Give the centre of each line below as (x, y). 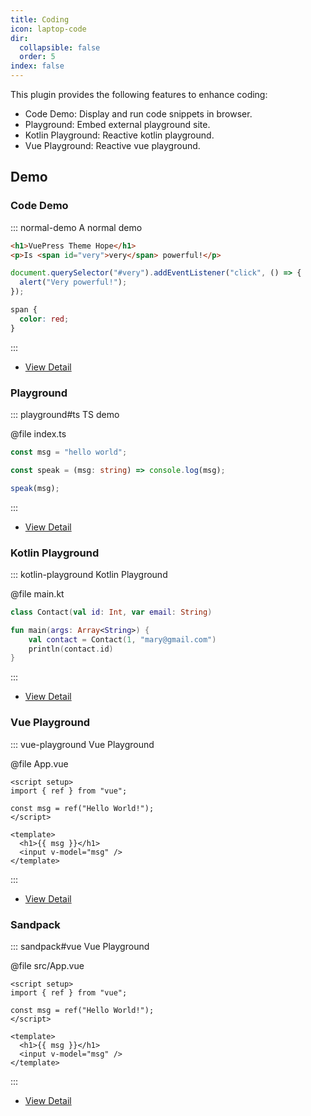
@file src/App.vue (47, 965)
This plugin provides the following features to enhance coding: (139, 94)
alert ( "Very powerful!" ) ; (73, 282)
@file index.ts (38, 433)
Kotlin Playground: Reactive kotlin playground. (119, 135)
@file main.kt (37, 593)
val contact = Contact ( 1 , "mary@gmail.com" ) (122, 639)
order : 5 (37, 57)
